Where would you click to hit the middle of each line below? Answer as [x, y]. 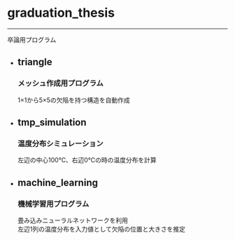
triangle [35, 62]
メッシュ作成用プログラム [60, 83]
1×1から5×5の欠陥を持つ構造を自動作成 [74, 100]
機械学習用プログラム [53, 204]
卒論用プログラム [32, 39]
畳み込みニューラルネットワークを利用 [72, 220]
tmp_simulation [52, 123]
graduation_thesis [61, 13]
